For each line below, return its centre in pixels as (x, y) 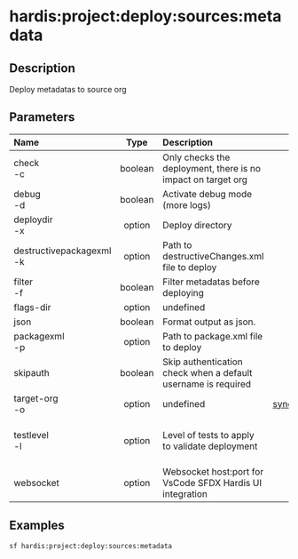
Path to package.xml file (213, 336)
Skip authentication (203, 362)
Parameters (42, 117)
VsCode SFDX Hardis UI (212, 483)
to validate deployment (210, 446)
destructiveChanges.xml (213, 256)
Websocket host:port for (213, 471)
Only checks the (196, 157)
